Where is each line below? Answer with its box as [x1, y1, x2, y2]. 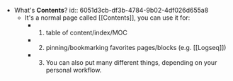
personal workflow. [45, 66, 102, 74]
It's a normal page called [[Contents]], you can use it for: [24, 13, 191, 22]
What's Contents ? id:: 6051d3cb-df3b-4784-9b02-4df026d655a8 [13, 6, 209, 14]
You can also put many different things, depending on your [45, 58, 217, 66]
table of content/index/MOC [45, 28, 127, 37]
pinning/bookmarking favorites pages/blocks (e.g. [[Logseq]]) [45, 44, 227, 51]
